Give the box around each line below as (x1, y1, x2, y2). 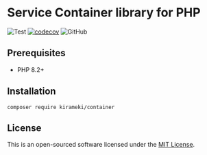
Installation (7, 86, 56, 97)
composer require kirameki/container (7, 104, 115, 110)
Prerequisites (7, 47, 66, 59)
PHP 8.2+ (16, 65, 45, 73)
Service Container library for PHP (7, 5, 201, 21)
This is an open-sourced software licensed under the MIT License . (7, 141, 195, 149)
